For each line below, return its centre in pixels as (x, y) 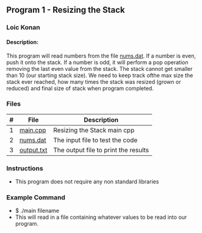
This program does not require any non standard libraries (87, 182)
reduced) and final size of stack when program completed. (80, 88)
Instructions (25, 168)
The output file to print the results (101, 150)
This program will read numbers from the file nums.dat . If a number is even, (101, 56)
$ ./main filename (37, 211)
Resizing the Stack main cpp (94, 130)
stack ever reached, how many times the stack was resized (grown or (94, 81)
